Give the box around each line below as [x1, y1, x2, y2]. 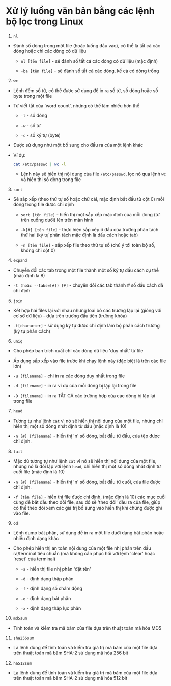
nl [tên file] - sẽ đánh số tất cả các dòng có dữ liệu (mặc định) [20, 57, 158, 64]
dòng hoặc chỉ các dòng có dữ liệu [13, 48, 87, 54]
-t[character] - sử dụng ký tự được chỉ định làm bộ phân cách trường [13, 322, 160, 329]
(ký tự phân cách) [13, 328, 50, 334]
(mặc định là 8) [13, 272, 45, 278]
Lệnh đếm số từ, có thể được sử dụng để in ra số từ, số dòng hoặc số [13, 87, 158, 94]
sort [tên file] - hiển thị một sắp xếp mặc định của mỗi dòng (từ [20, 211, 160, 217]
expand [13, 258, 27, 263]
